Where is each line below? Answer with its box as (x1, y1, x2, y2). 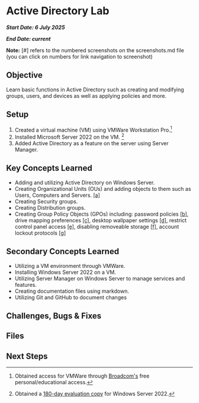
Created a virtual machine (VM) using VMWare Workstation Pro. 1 (14, 125, 173, 133)
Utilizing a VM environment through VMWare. (14, 262, 126, 269)
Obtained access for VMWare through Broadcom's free (14, 372, 150, 380)
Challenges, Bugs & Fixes (6, 311, 102, 321)
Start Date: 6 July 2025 (6, 24, 65, 31)
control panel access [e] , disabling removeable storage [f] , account (14, 223, 179, 230)
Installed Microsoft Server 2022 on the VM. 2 (14, 132, 124, 140)
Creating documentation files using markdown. (14, 287, 129, 295)
